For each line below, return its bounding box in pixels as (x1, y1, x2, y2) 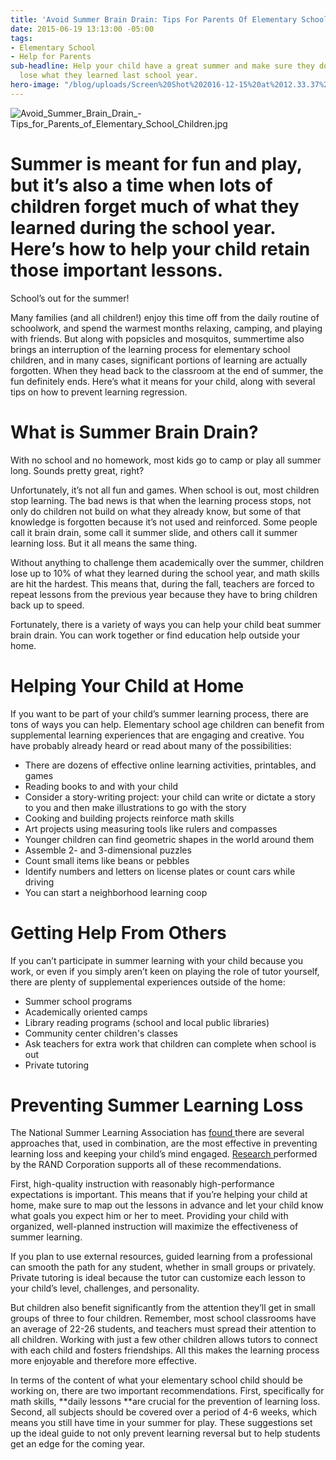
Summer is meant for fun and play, (10, 152, 303, 175)
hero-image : (10, 80, 60, 90)
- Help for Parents (10, 52, 92, 62)
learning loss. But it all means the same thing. (10, 537, 198, 549)
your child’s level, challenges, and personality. (10, 1282, 200, 1295)
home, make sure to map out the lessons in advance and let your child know (10, 1199, 324, 1211)
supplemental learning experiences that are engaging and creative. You (10, 729, 305, 741)
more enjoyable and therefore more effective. (10, 1355, 197, 1367)
